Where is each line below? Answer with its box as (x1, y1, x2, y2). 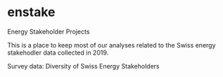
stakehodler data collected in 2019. (7, 48, 109, 57)
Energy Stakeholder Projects (7, 27, 90, 36)
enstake (7, 4, 56, 20)
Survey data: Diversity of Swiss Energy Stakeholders (7, 62, 160, 70)
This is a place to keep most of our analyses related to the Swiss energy (7, 41, 216, 49)
